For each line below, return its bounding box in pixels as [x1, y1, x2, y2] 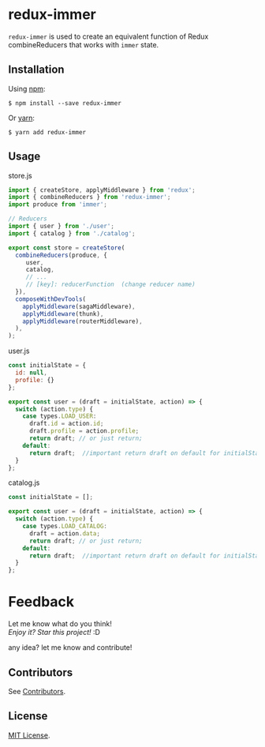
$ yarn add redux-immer [8, 128, 87, 136]
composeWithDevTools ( [15, 295, 87, 303]
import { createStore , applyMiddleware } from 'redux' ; [8, 186, 196, 194]
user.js [8, 346, 30, 356]
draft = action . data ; [28, 529, 101, 538]
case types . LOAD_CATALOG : [22, 523, 108, 531]
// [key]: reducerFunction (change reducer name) [25, 280, 196, 289]
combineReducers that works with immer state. [8, 39, 159, 49]
